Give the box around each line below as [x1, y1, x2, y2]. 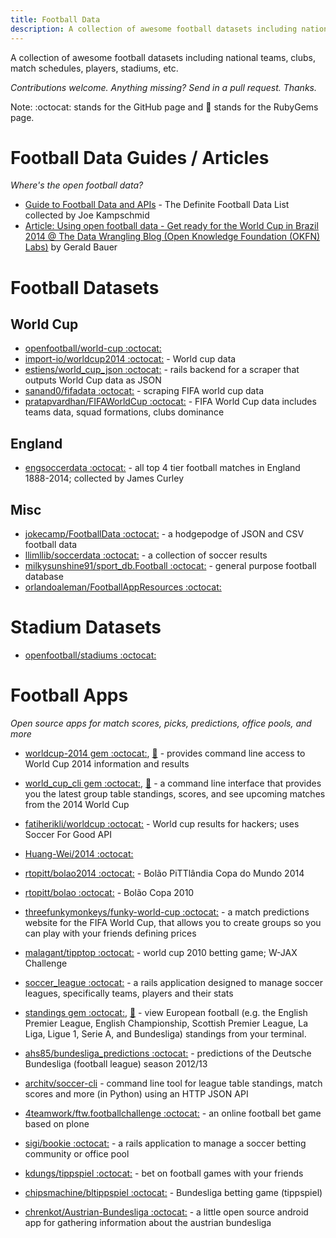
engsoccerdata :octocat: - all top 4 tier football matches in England [24, 462, 301, 474]
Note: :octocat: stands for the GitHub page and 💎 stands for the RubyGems [10, 101, 319, 113]
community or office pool [24, 1147, 130, 1160]
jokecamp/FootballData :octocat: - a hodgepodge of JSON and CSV [24, 528, 305, 540]
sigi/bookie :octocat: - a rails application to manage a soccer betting [24, 1137, 307, 1149]
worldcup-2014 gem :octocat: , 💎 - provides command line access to [24, 747, 306, 759]
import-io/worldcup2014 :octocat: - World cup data [24, 353, 237, 365]
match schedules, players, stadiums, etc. [10, 62, 179, 74]
